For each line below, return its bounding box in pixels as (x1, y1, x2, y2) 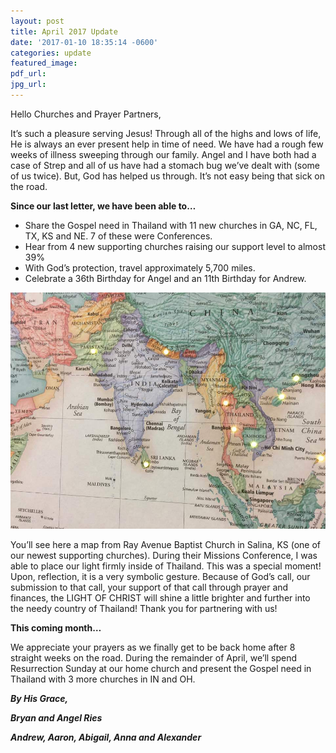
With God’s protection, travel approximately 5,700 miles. (24, 261, 256, 274)
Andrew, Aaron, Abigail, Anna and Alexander (10, 731, 202, 743)
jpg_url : (10, 80, 47, 90)
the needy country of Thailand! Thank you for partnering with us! (10, 602, 278, 614)
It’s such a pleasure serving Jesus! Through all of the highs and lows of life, (10, 127, 322, 139)
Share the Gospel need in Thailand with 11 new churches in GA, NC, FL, (24, 219, 318, 231)
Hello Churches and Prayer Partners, (10, 108, 162, 120)
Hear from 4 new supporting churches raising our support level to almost (24, 240, 326, 252)
